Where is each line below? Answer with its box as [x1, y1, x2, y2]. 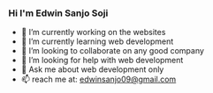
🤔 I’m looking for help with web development [20, 55, 184, 66]
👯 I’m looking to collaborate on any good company [20, 46, 205, 56]
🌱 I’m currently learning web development [20, 36, 174, 46]
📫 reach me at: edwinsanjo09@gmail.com [20, 74, 177, 85]
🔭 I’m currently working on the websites [20, 27, 166, 38]
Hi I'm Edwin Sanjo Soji [8, 7, 109, 19]
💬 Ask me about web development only [20, 64, 164, 75]
